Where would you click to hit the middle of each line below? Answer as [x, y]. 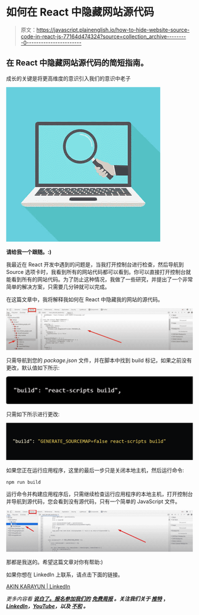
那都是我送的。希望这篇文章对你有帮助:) [55, 562]
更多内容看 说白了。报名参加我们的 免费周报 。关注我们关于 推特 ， [87, 599]
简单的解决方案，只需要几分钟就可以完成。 [58, 286]
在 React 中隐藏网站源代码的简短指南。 [77, 63]
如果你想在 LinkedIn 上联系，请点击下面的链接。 [65, 575]
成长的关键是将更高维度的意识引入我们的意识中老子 [68, 78]
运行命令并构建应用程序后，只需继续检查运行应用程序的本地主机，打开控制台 [99, 494]
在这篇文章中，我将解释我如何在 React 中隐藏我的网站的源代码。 [85, 299]
